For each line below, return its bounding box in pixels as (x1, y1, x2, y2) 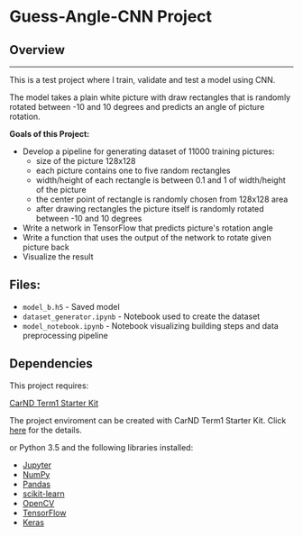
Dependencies (9, 356, 93, 371)
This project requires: (9, 380, 89, 391)
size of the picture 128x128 (35, 156, 136, 166)
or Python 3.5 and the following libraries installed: (9, 441, 194, 452)
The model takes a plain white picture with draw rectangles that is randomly (9, 92, 291, 103)
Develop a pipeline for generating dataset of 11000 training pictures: (22, 146, 275, 157)
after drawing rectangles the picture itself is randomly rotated (35, 204, 264, 213)
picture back (22, 241, 70, 252)
